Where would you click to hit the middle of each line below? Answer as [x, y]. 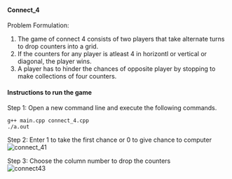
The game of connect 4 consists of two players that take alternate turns [121, 39]
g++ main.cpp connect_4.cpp [48, 121]
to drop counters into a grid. [58, 46]
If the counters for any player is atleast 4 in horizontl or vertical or [112, 54]
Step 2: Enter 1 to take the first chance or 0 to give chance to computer [110, 140]
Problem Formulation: [38, 25]
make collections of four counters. [67, 77]
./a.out [19, 127]
